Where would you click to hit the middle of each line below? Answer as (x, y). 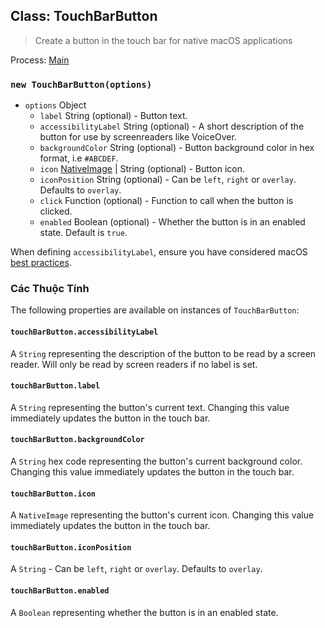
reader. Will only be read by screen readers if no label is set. (134, 364)
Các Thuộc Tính (50, 289)
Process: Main (40, 60)
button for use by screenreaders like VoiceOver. (138, 137)
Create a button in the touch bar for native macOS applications (163, 40)
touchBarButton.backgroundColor (77, 440)
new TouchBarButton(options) (81, 84)
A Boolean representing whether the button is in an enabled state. (144, 612)
